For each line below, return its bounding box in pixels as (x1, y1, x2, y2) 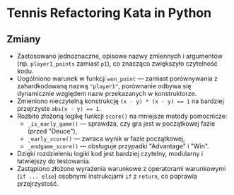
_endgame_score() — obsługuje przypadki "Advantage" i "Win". (27, 142, 209, 150)
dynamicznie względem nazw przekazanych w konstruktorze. (16, 90, 197, 97)
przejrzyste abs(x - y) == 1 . (16, 105, 101, 112)
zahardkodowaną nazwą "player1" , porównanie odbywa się (16, 82, 192, 90)
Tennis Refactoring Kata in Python (6, 5, 212, 21)
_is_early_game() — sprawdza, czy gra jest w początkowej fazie (27, 119, 216, 128)
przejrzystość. (16, 179, 59, 188)
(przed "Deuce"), (27, 127, 78, 135)
